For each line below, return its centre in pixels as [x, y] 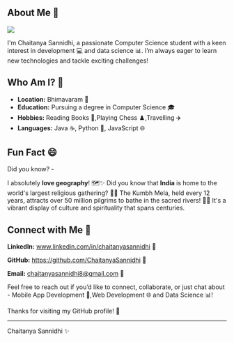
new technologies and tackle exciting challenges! [78, 61]
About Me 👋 [33, 13]
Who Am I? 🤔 [36, 83]
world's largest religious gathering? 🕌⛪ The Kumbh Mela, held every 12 [109, 193]
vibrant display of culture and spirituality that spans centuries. [96, 208]
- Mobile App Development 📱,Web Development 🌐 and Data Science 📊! [110, 295]
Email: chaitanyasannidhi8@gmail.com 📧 [66, 274]
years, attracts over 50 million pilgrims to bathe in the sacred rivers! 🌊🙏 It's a [117, 201]
